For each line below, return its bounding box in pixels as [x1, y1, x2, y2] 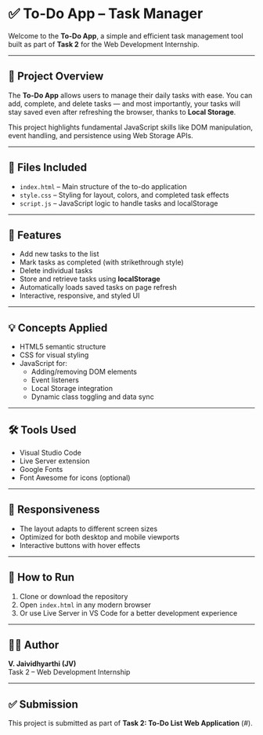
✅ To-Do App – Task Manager [8, 5, 204, 23]
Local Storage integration [31, 384, 113, 393]
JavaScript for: [19, 359, 68, 368]
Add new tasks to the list [19, 249, 99, 259]
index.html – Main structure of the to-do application [19, 181, 187, 191]
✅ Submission [8, 697, 78, 711]
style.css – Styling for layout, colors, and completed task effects [19, 190, 229, 199]
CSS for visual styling [19, 350, 89, 360]
